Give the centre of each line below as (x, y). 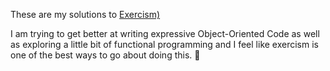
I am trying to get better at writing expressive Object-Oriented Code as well (165, 33)
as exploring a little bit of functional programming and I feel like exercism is (164, 44)
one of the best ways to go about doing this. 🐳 (105, 55)
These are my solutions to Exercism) (85, 14)
